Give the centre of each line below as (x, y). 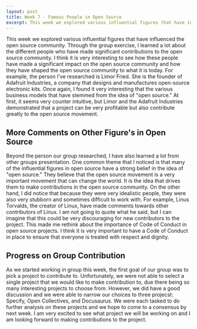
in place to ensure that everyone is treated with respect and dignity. (88, 237)
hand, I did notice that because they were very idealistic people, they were (96, 193)
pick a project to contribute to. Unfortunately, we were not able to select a (95, 276)
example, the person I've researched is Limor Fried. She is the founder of (94, 76)
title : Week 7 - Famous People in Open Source (64, 17)
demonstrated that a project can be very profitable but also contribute (90, 108)
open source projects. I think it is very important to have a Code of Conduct (97, 231)
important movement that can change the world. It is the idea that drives (93, 181)
